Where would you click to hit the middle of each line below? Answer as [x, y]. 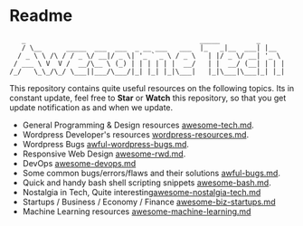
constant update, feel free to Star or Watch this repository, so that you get [148, 98]
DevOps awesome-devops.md [79, 163]
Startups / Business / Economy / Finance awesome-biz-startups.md [149, 202]
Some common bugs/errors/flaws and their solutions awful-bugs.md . [151, 173]
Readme [41, 16]
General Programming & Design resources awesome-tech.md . [138, 125]
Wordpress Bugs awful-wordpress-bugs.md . [106, 144]
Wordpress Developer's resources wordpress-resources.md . [136, 134]
